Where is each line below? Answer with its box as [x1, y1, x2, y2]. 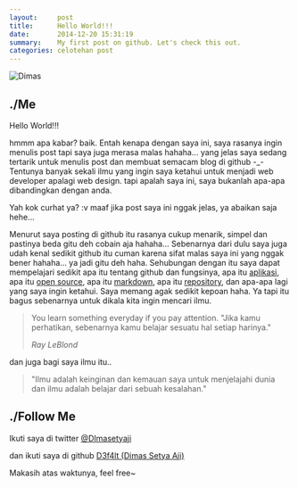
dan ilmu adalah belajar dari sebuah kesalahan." [30, 383, 207, 393]
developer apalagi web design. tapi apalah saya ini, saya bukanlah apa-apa [9, 175, 286, 186]
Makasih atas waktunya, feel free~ [9, 467, 137, 478]
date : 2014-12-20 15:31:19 [9, 29, 134, 38]
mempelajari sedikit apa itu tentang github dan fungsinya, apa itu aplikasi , [9, 267, 279, 277]
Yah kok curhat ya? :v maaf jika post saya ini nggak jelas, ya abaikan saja [9, 202, 277, 212]
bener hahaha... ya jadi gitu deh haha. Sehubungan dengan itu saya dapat [9, 257, 281, 268]
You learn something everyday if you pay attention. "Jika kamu [30, 312, 261, 323]
